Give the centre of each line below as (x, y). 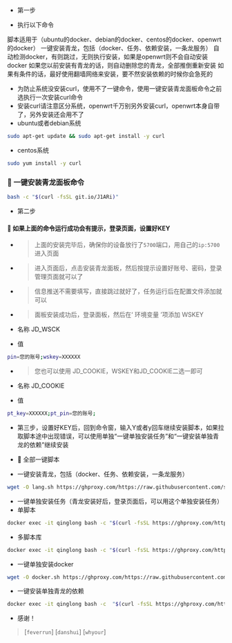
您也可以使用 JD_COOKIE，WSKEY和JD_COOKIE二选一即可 (118, 371)
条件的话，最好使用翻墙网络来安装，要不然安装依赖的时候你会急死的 (116, 74)
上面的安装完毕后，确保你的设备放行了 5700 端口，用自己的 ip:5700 (127, 245)
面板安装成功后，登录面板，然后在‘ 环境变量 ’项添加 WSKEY (119, 315)
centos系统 (33, 150)
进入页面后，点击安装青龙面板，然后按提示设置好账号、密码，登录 (128, 268)
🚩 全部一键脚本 (38, 459)
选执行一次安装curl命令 (50, 97)
